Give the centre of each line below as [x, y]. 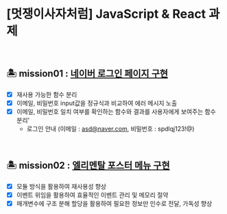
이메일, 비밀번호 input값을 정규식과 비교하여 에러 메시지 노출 [97, 103]
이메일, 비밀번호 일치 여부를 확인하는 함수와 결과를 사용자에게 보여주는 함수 [116, 111]
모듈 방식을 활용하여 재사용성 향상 [61, 186]
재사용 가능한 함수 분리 [47, 94]
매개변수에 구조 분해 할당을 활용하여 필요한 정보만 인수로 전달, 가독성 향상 [114, 203]
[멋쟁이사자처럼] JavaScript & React [106, 14]
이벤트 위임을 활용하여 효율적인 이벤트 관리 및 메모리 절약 [92, 195]
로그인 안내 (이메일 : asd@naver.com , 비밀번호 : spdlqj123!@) [110, 129]
